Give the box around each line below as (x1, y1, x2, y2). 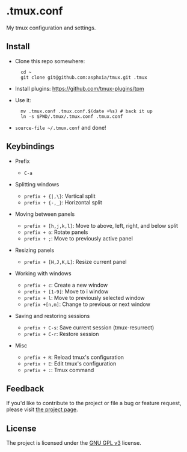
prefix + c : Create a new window (23, 281, 108, 289)
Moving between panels (14, 210, 75, 218)
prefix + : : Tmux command (23, 366, 94, 373)
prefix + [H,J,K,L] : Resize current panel (23, 258, 127, 265)
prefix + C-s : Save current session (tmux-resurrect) (23, 323, 155, 331)
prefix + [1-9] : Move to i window (23, 287, 109, 295)
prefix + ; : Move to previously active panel (23, 234, 133, 242)
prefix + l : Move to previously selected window (23, 294, 145, 301)
